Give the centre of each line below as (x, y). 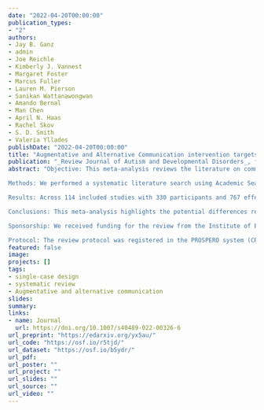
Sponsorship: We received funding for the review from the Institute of (130, 226)
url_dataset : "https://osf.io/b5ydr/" (71, 350)
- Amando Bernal (35, 103)
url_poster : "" (33, 364)
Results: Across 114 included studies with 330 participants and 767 (125, 198)
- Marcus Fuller (35, 81)
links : (19, 313)
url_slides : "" (33, 379)
